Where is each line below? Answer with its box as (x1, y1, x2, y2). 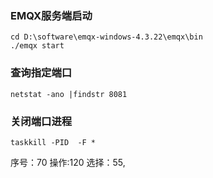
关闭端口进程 (10, 114, 73, 128)
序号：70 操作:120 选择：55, (10, 156, 126, 168)
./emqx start (10, 41, 65, 51)
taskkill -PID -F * (10, 137, 97, 147)
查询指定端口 (10, 66, 73, 80)
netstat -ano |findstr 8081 (10, 89, 128, 99)
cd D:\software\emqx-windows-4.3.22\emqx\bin (10, 32, 203, 42)
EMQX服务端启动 (10, 8, 93, 22)
